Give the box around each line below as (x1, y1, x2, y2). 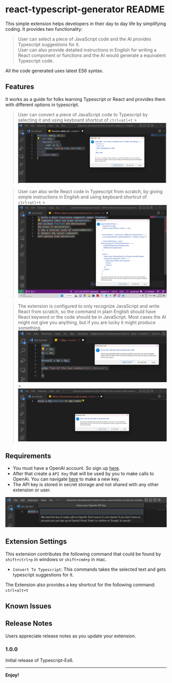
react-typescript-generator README (5, 4, 165, 15)
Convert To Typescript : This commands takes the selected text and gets (12, 566, 166, 572)
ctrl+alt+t (5, 588, 29, 593)
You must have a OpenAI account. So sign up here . (12, 465, 120, 471)
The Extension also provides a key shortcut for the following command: (5, 582, 156, 588)
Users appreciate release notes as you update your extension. (5, 633, 137, 639)
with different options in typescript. (5, 101, 79, 108)
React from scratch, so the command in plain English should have (17, 308, 156, 315)
